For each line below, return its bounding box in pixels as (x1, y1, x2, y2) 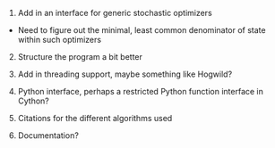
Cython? (17, 95, 49, 106)
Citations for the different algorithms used (17, 113, 173, 123)
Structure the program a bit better (17, 52, 143, 62)
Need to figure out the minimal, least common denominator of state (17, 25, 266, 35)
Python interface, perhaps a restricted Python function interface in (17, 86, 264, 96)
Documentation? (17, 130, 79, 141)
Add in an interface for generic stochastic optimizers (17, 8, 212, 18)
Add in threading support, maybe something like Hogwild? (17, 69, 233, 79)
